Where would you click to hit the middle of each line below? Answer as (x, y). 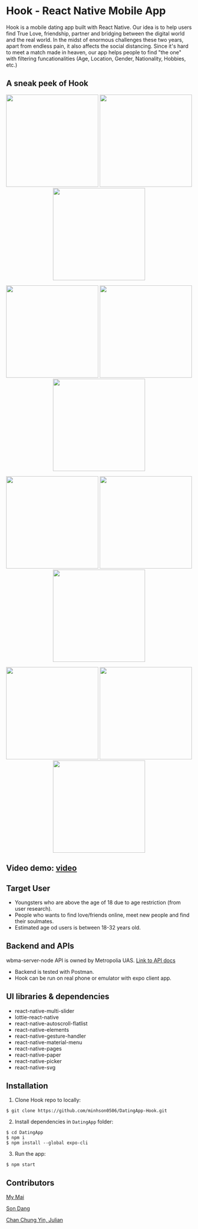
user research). (33, 908)
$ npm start (21, 1165)
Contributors (30, 1183)
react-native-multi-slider (44, 1010)
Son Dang (18, 1208)
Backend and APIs (40, 946)
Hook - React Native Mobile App (86, 11)
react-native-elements (42, 1029)
